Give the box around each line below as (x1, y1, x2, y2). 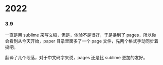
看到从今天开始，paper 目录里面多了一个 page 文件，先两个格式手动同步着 (9, 38, 159, 44)
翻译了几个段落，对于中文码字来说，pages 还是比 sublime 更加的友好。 (5, 55, 147, 61)
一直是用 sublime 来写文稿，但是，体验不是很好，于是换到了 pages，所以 (5, 32, 152, 38)
